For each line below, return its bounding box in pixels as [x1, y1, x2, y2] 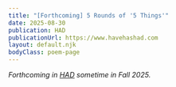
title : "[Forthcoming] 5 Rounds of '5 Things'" [8, 11, 170, 20]
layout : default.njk [8, 41, 77, 49]
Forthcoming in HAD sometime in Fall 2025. [8, 70, 151, 79]
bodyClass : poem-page [8, 48, 80, 56]
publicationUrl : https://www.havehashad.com [8, 33, 158, 42]
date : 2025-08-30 [8, 19, 66, 27]
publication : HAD [8, 26, 66, 34]
